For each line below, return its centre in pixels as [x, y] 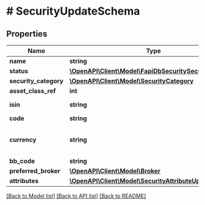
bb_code [22, 161]
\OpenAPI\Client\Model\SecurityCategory [131, 81]
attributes [24, 181]
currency [23, 140]
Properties [27, 34]
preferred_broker [35, 171]
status [19, 71]
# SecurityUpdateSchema [73, 11]
